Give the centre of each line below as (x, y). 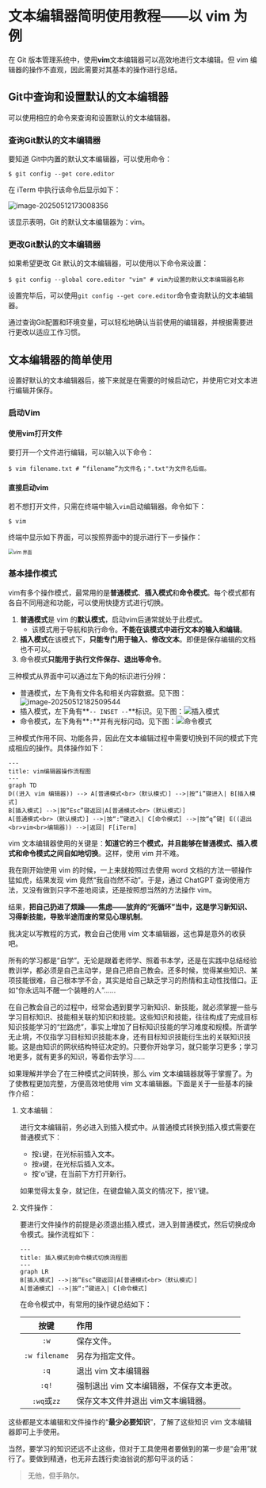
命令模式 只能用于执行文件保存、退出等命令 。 (93, 659)
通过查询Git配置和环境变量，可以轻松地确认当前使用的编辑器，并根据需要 (127, 322)
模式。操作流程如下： (61, 1234)
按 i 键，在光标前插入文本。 (75, 1154)
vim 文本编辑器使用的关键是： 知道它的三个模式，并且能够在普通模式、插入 (129, 843)
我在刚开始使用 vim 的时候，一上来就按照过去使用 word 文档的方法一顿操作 (130, 869)
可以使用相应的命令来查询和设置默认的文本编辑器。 (91, 118)
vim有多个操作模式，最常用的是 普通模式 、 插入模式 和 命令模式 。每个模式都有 (132, 592)
